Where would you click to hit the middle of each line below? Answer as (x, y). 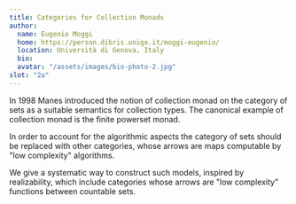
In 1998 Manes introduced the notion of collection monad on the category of (148, 100)
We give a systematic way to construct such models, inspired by (127, 172)
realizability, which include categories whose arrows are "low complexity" (144, 182)
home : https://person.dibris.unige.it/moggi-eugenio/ (118, 42)
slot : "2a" (29, 75)
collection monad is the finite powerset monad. (95, 119)
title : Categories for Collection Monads (87, 17)
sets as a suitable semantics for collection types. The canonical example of (146, 110)
